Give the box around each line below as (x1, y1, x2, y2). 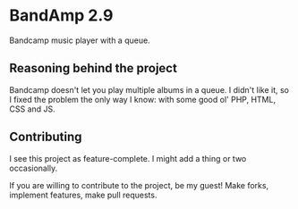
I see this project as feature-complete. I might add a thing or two (9, 153, 247, 163)
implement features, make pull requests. (9, 189, 158, 200)
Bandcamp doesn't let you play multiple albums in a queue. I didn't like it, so (9, 84, 289, 95)
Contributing (9, 130, 82, 145)
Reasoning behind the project (9, 61, 177, 76)
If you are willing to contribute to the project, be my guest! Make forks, (9, 180, 269, 190)
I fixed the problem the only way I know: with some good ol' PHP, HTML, (9, 94, 276, 104)
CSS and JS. (9, 104, 55, 114)
